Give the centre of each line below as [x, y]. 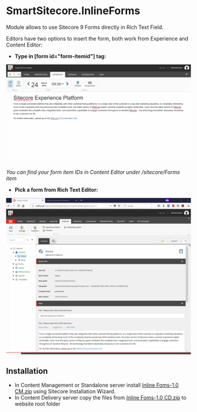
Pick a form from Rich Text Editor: [56, 190]
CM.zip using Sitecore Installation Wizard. [65, 391]
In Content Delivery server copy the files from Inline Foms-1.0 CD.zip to [100, 398]
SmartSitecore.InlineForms [73, 11]
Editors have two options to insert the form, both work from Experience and [97, 38]
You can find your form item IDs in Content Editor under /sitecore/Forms [93, 172]
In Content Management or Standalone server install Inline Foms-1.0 [96, 385]
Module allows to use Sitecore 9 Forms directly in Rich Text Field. [85, 27]
